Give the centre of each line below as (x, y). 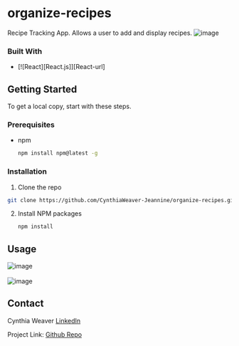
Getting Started (42, 89)
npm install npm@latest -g (58, 153)
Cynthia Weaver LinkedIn (44, 320)
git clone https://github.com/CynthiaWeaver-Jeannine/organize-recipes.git (122, 200)
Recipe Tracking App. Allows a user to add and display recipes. (100, 33)
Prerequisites (31, 125)
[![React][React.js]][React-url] (61, 67)
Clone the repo (39, 187)
